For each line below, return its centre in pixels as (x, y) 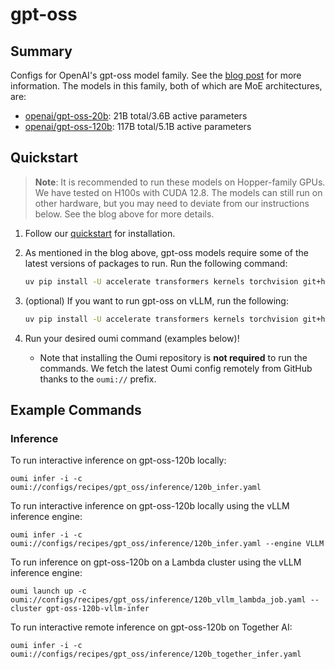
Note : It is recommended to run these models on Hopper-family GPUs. (180, 182)
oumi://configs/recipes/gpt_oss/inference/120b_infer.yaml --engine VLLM (167, 544)
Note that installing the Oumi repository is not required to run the (173, 357)
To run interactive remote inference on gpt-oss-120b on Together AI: (151, 627)
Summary (41, 51)
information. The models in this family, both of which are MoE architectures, (166, 86)
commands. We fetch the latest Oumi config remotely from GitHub (176, 368)
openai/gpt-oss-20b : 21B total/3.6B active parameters (136, 116)
